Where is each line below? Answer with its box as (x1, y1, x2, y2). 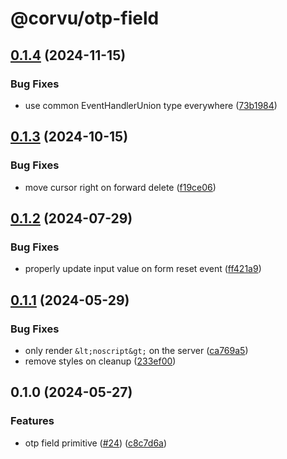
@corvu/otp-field (10, 7, 160, 30)
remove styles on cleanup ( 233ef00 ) (24, 355, 177, 367)
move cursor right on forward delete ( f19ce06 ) (24, 181, 217, 193)
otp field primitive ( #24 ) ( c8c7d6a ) (24, 437, 168, 449)
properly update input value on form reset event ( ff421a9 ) (24, 263, 262, 275)
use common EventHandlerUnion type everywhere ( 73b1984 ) (24, 99, 278, 111)
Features (10, 414, 55, 428)
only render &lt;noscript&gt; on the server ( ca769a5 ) (24, 344, 249, 356)
